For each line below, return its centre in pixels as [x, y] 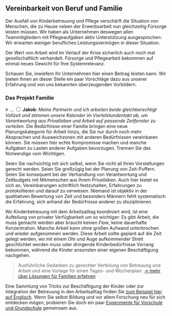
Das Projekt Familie [30, 98]
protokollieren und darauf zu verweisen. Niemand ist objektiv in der [76, 191]
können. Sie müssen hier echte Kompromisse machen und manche [76, 143]
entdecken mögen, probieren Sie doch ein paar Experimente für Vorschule [84, 303]
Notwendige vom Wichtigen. [35, 154]
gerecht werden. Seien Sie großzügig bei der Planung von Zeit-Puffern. [81, 169]
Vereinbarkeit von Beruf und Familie [64, 8]
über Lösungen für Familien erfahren [57, 276]
